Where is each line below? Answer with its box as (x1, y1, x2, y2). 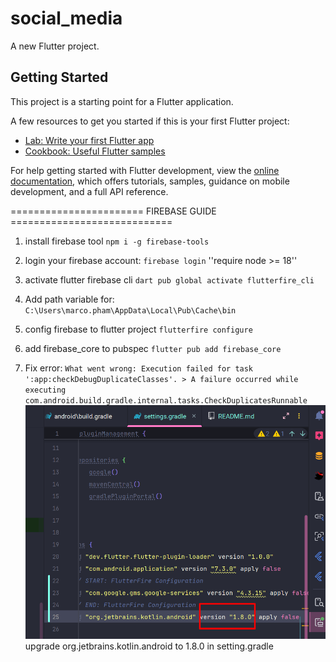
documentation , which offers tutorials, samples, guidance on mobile (10, 175, 290, 187)
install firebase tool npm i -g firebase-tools (24, 235, 210, 247)
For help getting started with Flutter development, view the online (10, 164, 280, 176)
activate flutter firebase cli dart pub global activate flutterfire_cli (24, 273, 315, 286)
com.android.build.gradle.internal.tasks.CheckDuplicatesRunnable (24, 395, 308, 406)
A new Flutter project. (10, 40, 100, 52)
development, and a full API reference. (10, 185, 169, 197)
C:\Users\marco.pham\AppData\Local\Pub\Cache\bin (24, 305, 237, 316)
